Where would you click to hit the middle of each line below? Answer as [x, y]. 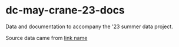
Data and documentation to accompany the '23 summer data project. [89, 26]
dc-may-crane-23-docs [65, 10]
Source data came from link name [47, 38]
